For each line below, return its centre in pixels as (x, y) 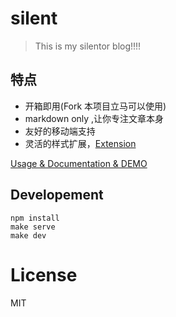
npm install (35, 218)
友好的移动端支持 (60, 131)
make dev (28, 235)
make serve (33, 227)
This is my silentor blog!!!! (88, 46)
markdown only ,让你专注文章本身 (94, 118)
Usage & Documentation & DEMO (79, 163)
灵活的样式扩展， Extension (80, 143)
